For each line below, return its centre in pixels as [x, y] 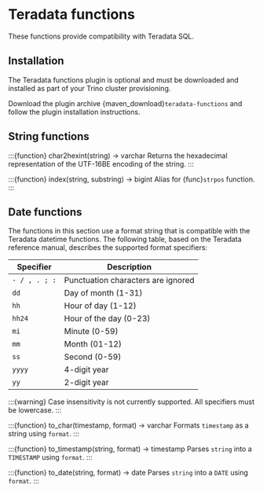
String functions [49, 136]
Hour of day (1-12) [100, 306]
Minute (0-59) [91, 332]
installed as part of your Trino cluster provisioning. [89, 88]
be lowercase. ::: [35, 410]
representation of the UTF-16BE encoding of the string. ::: [101, 163]
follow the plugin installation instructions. [74, 112]
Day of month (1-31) [103, 293]
